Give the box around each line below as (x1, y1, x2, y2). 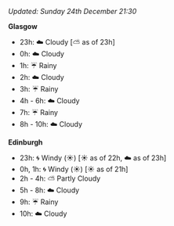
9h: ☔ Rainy (19, 197, 59, 206)
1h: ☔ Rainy (19, 61, 57, 70)
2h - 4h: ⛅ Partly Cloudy (19, 174, 101, 183)
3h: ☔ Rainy (19, 84, 59, 93)
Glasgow (8, 22, 38, 30)
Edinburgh (8, 138, 43, 147)
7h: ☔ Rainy (19, 108, 59, 117)
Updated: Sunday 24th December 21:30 (8, 7, 137, 16)
